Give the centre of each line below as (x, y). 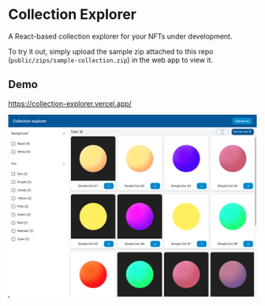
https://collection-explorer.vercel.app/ (70, 103)
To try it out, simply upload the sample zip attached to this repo (111, 51)
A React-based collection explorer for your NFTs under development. (120, 36)
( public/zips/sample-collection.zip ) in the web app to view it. (111, 60)
